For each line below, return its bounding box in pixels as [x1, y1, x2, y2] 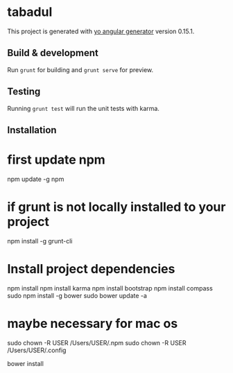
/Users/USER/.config [7, 346, 67, 354]
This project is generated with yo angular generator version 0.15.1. [7, 27, 195, 35]
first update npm [7, 152, 105, 168]
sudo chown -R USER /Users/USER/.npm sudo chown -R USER [7, 338, 187, 347]
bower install [7, 359, 44, 367]
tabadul [7, 4, 53, 20]
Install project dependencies [7, 261, 175, 277]
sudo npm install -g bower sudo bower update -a [7, 291, 148, 300]
